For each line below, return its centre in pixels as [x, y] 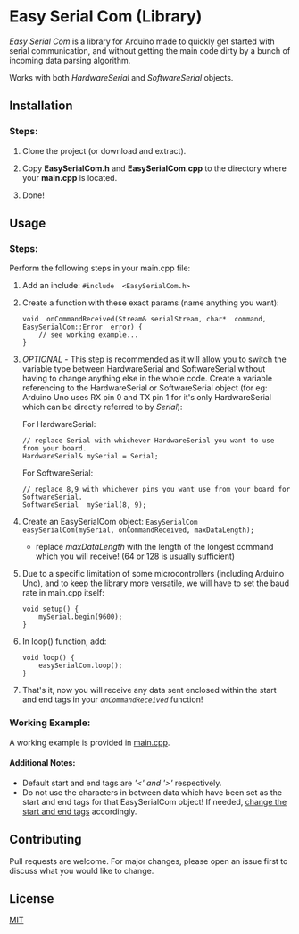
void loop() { [48, 658]
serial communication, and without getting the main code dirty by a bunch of [150, 50]
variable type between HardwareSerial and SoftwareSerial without [144, 369]
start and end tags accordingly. [79, 811]
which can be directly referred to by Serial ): [102, 407]
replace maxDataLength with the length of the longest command [154, 547]
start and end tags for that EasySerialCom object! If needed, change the [154, 801]
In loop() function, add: [64, 641]
